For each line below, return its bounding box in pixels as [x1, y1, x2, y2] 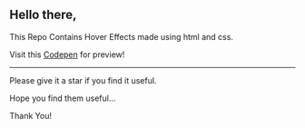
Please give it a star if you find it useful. [9, 74, 157, 85]
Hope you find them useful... [9, 93, 116, 103]
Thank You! [9, 110, 53, 121]
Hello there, [9, 7, 77, 23]
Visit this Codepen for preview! [9, 49, 125, 60]
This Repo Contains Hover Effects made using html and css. [9, 31, 234, 42]
